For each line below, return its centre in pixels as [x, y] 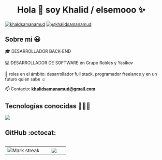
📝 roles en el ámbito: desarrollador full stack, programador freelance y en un [81, 74]
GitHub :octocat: [31, 133]
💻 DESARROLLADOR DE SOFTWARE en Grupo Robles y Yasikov [69, 63]
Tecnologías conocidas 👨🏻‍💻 [48, 106]
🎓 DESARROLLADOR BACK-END [38, 51]
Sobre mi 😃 [23, 39]
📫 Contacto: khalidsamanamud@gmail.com [50, 89]
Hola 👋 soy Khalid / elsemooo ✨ [81, 10]
